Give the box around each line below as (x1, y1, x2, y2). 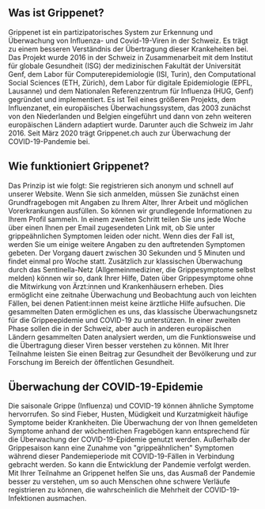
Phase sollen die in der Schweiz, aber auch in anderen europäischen (8, 324, 232, 333)
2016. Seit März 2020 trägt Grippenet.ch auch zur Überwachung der (8, 128, 231, 138)
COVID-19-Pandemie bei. (8, 136, 90, 146)
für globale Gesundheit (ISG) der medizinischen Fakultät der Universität (8, 61, 241, 70)
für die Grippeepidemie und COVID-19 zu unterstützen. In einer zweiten (8, 315, 241, 325)
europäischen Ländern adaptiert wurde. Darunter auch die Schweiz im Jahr (8, 120, 254, 129)
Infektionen (8, 494, 45, 503)
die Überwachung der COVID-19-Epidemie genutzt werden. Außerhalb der (8, 435, 251, 444)
